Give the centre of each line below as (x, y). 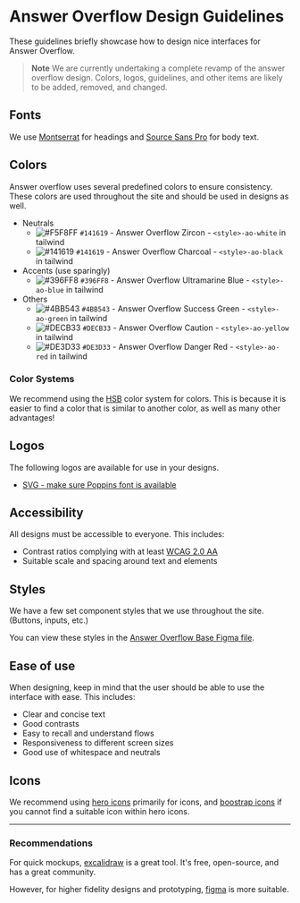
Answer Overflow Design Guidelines (146, 17)
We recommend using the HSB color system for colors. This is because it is (148, 398)
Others (35, 299)
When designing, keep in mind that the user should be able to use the (137, 687)
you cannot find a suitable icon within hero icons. (100, 811)
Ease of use (42, 665)
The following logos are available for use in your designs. (114, 467)
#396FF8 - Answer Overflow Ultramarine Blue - (165, 280)
